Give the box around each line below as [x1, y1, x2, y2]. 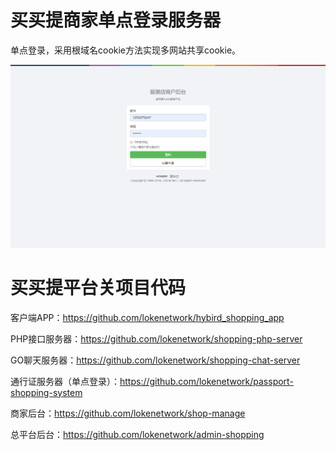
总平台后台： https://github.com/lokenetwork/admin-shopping [10, 428, 265, 440]
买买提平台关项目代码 [10, 276, 187, 299]
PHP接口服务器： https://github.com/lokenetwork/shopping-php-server [10, 332, 303, 345]
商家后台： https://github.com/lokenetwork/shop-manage [10, 407, 246, 419]
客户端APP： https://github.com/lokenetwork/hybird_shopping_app [10, 311, 285, 323]
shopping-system [10, 386, 83, 398]
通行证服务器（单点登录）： [10, 375, 120, 387]
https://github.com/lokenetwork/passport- [119, 375, 294, 387]
